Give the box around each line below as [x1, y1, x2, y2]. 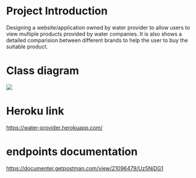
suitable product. [6, 43, 48, 50]
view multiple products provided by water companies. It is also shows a [6, 30, 182, 37]
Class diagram [6, 64, 79, 78]
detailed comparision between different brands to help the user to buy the [6, 36, 188, 44]
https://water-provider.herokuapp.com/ [6, 124, 103, 131]
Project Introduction [6, 4, 108, 18]
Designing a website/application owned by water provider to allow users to [6, 24, 190, 31]
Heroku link [6, 105, 65, 118]
